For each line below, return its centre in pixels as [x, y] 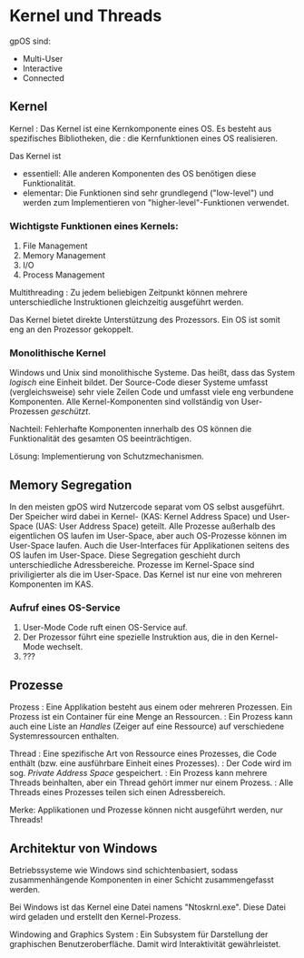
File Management [55, 246]
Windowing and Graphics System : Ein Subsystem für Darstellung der [139, 934]
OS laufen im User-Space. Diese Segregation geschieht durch [125, 555]
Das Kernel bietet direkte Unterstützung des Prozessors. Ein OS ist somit [145, 320]
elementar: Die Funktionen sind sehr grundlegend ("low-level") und [148, 193]
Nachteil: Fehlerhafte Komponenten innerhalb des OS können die [131, 429]
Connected [44, 77]
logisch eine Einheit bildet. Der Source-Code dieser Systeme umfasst [139, 382]
